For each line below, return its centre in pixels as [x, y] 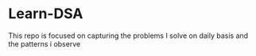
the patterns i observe [45, 43]
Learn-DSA [46, 14]
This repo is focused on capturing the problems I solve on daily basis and [128, 35]
